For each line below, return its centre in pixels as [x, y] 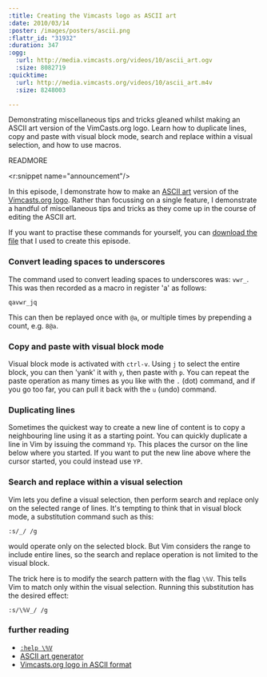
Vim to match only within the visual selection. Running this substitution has [131, 587]
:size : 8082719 [41, 68]
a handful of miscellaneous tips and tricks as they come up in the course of [132, 209]
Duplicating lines [42, 410]
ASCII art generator [52, 655]
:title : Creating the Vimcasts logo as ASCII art [93, 16]
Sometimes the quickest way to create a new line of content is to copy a [127, 428]
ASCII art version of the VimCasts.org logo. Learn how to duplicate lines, [128, 128]
